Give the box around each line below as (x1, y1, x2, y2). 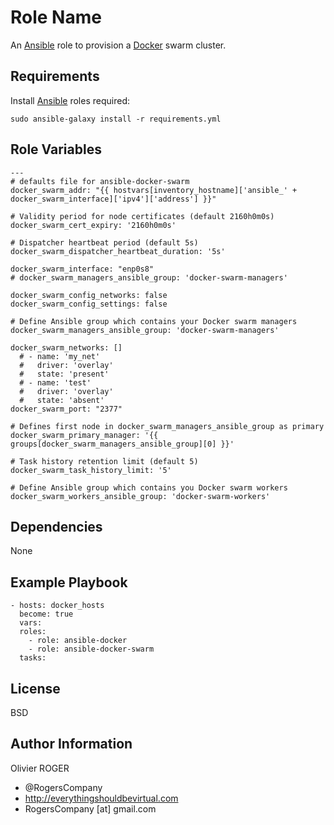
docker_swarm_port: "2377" (10, 404, 123, 414)
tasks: (19, 653, 47, 663)
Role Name (10, 6, 102, 29)
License (10, 680, 61, 697)
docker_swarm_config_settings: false (10, 299, 168, 309)
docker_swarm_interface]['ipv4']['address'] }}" (10, 194, 217, 204)
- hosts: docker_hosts (10, 601, 105, 611)
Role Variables (10, 141, 102, 158)
